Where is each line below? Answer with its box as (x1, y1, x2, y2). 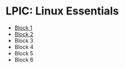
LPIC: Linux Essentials (5, 4, 119, 18)
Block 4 (14, 43, 34, 51)
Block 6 (14, 56, 34, 63)
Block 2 (14, 30, 34, 37)
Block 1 (14, 24, 33, 31)
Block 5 (14, 49, 34, 57)
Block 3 (14, 37, 34, 44)
